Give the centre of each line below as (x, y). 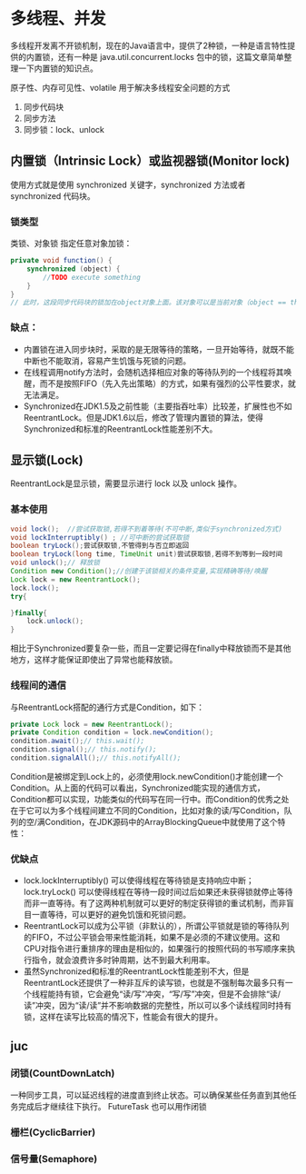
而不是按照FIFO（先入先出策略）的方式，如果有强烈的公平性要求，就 (168, 383)
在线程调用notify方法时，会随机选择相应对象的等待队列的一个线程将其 (153, 372)
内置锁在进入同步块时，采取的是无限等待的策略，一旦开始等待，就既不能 (158, 349)
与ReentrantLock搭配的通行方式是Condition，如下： (108, 707)
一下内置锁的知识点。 (58, 68)
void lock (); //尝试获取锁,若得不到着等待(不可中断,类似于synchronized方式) (146, 529)
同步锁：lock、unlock (64, 129)
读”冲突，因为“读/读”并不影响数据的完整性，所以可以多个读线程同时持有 (158, 1006)
